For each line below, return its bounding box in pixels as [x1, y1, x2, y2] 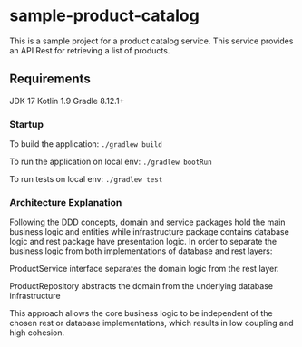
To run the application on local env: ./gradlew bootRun [9, 156, 212, 168]
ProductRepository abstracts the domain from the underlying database [9, 281, 274, 292]
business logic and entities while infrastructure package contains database [9, 227, 290, 237]
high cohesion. [9, 327, 65, 338]
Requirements [9, 72, 91, 87]
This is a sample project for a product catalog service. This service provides [9, 35, 294, 46]
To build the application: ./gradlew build [9, 139, 163, 149]
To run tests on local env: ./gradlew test [9, 174, 163, 185]
